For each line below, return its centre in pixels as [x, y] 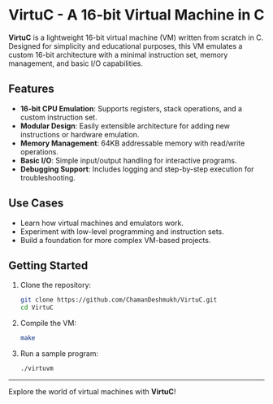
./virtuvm [37, 368]
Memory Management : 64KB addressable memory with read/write [132, 143]
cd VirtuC [37, 308]
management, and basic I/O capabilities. [76, 63]
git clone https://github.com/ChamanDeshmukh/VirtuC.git [119, 300]
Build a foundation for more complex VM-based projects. [115, 240]
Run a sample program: [59, 354]
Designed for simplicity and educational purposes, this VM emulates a [126, 46]
